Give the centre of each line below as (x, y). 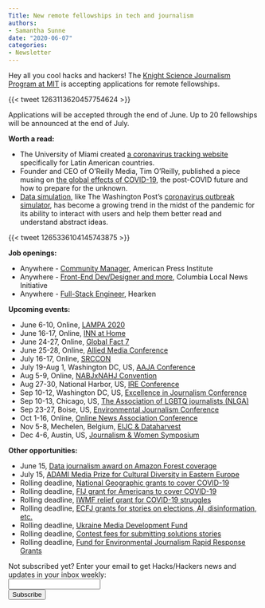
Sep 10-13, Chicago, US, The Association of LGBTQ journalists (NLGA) (134, 401)
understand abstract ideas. (64, 222)
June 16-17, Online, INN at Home (72, 333)
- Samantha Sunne (37, 30)
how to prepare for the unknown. (74, 188)
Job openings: (33, 253)
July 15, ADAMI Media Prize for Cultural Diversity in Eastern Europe (130, 474)
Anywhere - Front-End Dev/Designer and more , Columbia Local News (134, 277)
